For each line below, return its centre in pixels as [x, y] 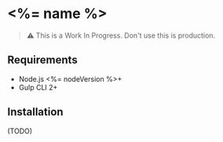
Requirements [42, 60]
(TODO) [20, 131]
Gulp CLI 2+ [38, 87]
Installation [35, 112]
